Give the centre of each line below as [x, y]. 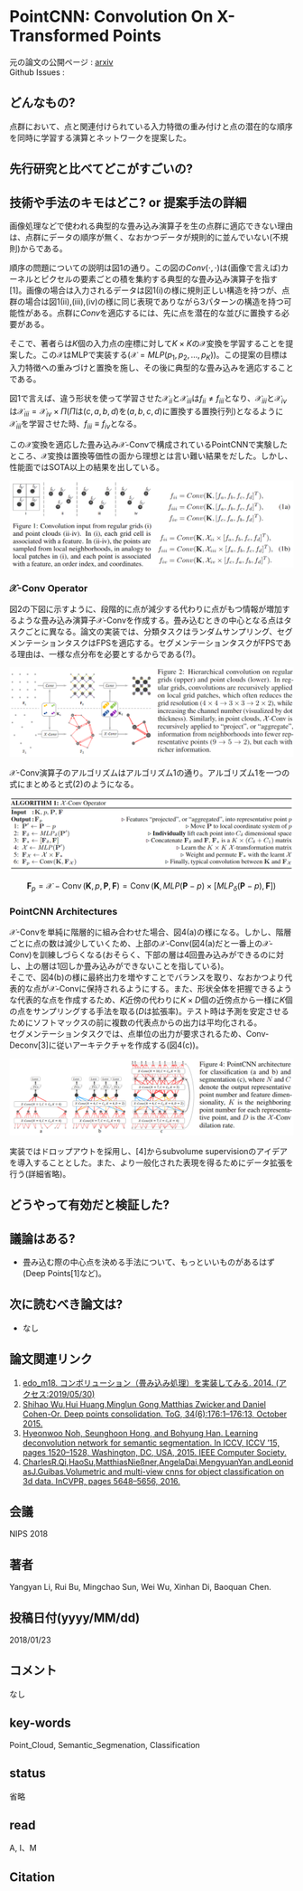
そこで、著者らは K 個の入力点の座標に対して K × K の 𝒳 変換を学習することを [147, 343]
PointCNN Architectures [64, 911]
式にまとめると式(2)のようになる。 [74, 784]
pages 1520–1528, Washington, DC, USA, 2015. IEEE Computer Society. [154, 1452]
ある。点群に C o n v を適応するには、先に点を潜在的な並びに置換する [157, 313]
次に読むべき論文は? [66, 1305]
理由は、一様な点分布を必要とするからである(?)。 [109, 654]
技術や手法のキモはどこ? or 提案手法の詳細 [128, 202]
